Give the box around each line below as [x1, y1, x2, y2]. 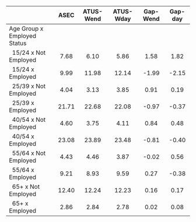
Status [9, 39, 27, 47]
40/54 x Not [12, 116, 46, 124]
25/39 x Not [12, 82, 46, 90]
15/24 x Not [12, 49, 46, 57]
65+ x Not [12, 183, 40, 191]
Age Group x [9, 24, 44, 33]
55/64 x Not [12, 149, 46, 157]
